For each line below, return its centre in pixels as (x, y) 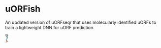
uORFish (23, 9)
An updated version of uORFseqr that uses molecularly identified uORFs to (81, 22)
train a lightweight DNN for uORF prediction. (50, 27)
